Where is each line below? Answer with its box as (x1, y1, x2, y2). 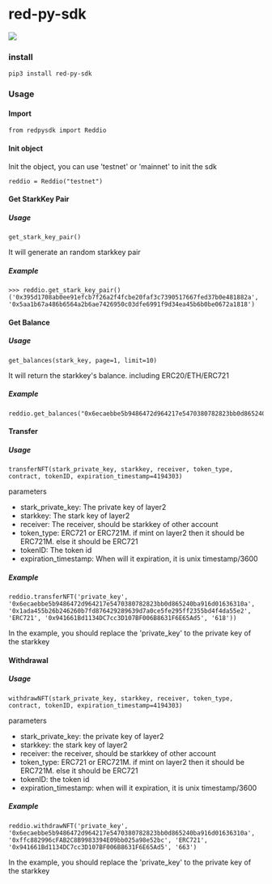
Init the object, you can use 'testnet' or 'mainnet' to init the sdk (8, 161, 217, 171)
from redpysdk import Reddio (8, 126, 107, 134)
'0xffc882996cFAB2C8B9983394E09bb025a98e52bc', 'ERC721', (8, 835, 208, 844)
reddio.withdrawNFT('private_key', (8, 822, 129, 830)
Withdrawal (8, 655, 49, 665)
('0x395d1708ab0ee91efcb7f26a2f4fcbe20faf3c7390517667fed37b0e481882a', (8, 293, 259, 302)
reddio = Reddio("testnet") (8, 177, 104, 185)
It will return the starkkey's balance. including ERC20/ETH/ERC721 (8, 370, 229, 380)
